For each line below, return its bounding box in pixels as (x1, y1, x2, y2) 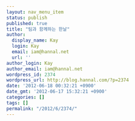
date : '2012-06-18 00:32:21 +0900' (6, 83, 97, 89)
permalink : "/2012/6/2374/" (6, 105, 78, 112)
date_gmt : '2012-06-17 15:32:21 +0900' (6, 89, 108, 95)
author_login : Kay (6, 60, 53, 66)
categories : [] (6, 94, 45, 100)
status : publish (6, 15, 47, 21)
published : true (6, 20, 47, 26)
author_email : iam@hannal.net (6, 65, 83, 72)
